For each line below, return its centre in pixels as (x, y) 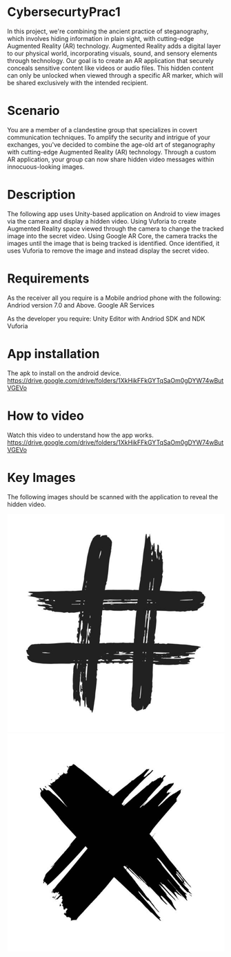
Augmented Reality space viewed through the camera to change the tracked (115, 229)
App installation (53, 354)
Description (41, 195)
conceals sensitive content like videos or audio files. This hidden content (110, 68)
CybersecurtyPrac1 (64, 12)
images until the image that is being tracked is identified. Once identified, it (113, 243)
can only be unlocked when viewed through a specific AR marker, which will (115, 75)
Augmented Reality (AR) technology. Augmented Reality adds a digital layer (114, 46)
